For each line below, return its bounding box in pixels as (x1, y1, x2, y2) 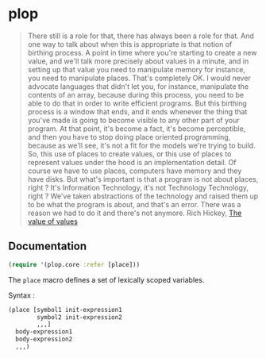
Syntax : (8, 291, 36, 300)
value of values (27, 216, 78, 226)
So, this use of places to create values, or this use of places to (27, 148, 232, 159)
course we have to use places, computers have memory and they (27, 166, 242, 175)
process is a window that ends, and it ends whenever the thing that (27, 106, 248, 116)
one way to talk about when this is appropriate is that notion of (27, 39, 233, 48)
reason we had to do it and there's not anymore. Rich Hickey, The (27, 208, 242, 217)
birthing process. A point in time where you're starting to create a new (27, 48, 257, 57)
